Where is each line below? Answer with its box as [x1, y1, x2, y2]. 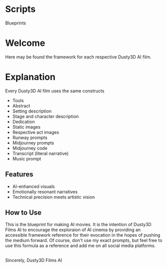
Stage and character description [12, 113, 79, 119]
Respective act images [12, 129, 59, 135]
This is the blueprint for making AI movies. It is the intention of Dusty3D [5, 222, 152, 228]
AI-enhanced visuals [12, 183, 55, 189]
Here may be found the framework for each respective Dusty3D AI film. [5, 54, 152, 60]
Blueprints [5, 20, 26, 26]
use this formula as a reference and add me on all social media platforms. [5, 243, 156, 249]
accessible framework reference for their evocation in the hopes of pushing [5, 232, 161, 238]
